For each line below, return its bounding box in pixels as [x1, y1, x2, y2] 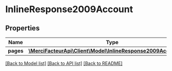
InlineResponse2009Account [5, 4, 133, 15]
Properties [5, 24, 40, 32]
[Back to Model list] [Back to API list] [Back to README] [5, 60, 123, 66]
